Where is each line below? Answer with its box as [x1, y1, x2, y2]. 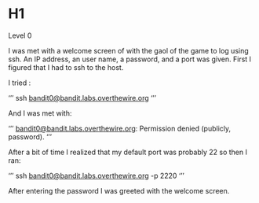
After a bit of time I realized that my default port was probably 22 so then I [8, 147, 247, 157]
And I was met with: [8, 108, 72, 118]
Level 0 [8, 31, 32, 40]
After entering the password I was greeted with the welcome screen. [8, 186, 230, 195]
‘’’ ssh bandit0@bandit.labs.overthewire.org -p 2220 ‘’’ [8, 171, 184, 180]
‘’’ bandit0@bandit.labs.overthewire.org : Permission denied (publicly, [8, 124, 232, 133]
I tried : [8, 78, 31, 87]
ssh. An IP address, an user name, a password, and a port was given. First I [8, 54, 252, 64]
